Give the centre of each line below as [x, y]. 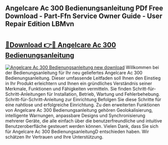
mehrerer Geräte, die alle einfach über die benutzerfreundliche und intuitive [84, 121]
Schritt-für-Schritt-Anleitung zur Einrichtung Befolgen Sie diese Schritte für [83, 99]
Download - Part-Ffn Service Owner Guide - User [84, 16]
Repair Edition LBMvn [40, 24]
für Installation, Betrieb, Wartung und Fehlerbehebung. [103, 94]
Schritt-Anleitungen [25, 94]
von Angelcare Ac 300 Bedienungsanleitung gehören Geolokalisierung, [79, 110]
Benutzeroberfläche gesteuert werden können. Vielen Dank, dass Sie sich [82, 126]
